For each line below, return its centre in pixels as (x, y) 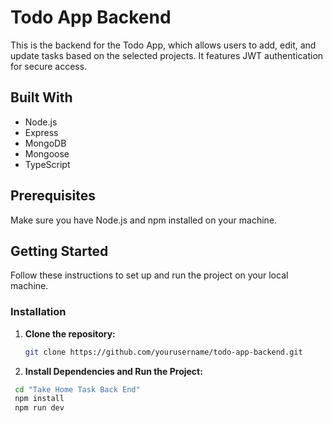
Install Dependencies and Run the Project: (113, 371)
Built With (41, 97)
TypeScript (47, 164)
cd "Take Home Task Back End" (77, 389)
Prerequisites (53, 196)
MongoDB (45, 143)
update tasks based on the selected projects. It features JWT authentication (167, 55)
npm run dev (39, 408)
